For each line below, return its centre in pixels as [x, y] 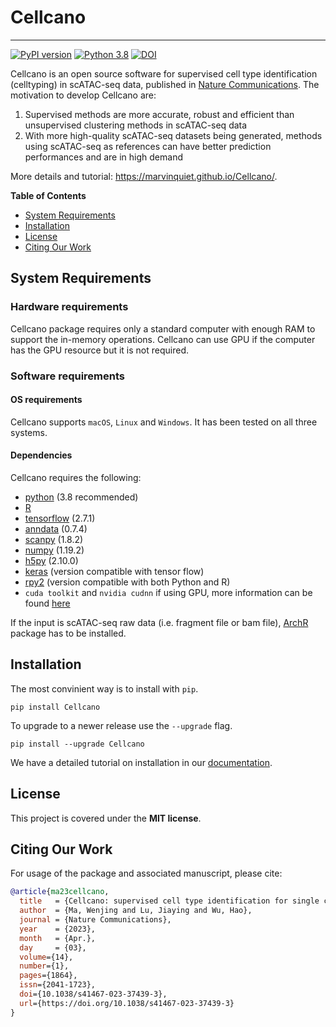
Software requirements [68, 376]
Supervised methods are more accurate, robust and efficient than [159, 114]
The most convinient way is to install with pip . [104, 688]
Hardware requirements [69, 307]
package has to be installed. [68, 633]
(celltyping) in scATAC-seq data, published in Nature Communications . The [165, 84]
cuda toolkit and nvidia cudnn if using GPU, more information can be [168, 592]
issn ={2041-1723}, [58, 985]
